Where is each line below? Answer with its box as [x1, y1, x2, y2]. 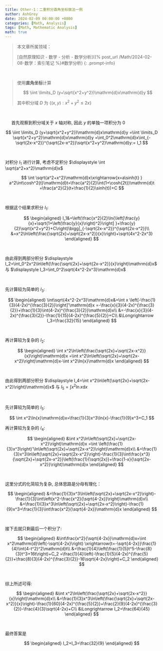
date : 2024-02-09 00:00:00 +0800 [5, 16, 73, 21]
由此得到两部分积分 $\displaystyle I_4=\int [5, 378, 89, 383]
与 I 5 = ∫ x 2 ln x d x [55, 383, 88, 391]
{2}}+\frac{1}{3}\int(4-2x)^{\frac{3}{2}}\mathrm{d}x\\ [10, 307, 117, 313]
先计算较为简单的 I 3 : [5, 287, 45, 293]
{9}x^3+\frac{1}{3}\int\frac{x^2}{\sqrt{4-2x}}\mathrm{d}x [6, 506, 122, 512]
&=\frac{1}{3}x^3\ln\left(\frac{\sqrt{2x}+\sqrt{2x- [56, 596, 155, 601]
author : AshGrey [5, 12, 38, 17]
